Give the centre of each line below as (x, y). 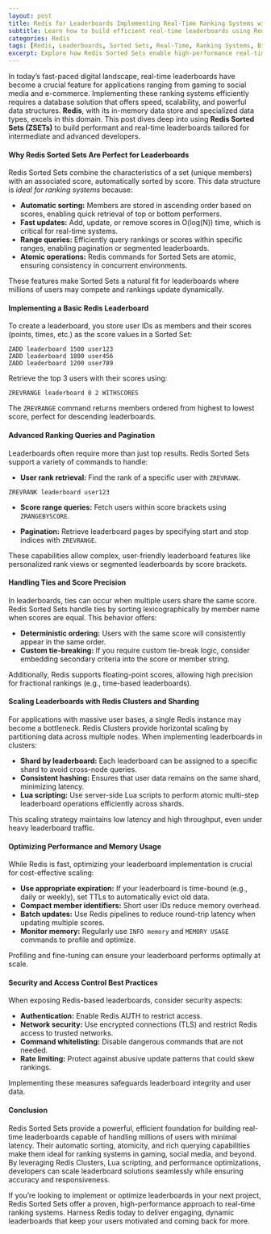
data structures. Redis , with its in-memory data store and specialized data (131, 110)
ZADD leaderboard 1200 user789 (61, 364)
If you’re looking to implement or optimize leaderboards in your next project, (135, 1195)
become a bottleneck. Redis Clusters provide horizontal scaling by (119, 728)
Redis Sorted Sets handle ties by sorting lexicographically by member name (134, 609)
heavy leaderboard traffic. (52, 828)
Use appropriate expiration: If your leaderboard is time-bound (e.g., (133, 889)
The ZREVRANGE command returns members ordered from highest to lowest (131, 408)
